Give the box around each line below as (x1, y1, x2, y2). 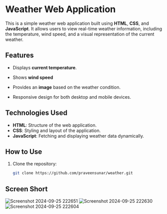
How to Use (5, 147, 43, 156)
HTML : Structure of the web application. (12, 122, 97, 128)
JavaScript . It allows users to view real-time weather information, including (5, 25, 162, 31)
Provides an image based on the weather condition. (12, 84, 121, 90)
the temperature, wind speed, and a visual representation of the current (5, 31, 154, 37)
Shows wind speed (12, 74, 53, 80)
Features (5, 51, 34, 60)
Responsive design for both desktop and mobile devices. (12, 94, 132, 100)
